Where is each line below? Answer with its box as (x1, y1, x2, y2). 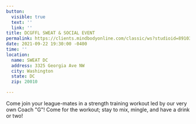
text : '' (11, 19, 33, 25)
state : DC (11, 73, 35, 79)
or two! (6, 112, 23, 119)
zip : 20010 (11, 79, 38, 85)
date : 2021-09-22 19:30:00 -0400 (6, 41, 87, 47)
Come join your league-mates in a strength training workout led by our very (6, 100, 187, 107)
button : (6, 8, 25, 15)
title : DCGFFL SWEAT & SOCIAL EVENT (6, 30, 95, 36)
